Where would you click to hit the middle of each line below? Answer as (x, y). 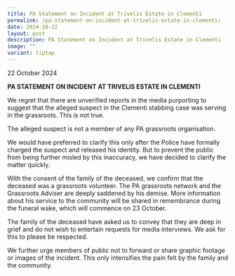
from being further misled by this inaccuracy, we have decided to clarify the (117, 157)
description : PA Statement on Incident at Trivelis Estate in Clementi (114, 40)
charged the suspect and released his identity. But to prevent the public (110, 150)
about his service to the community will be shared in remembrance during (114, 200)
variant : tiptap (31, 53)
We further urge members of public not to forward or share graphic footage (116, 250)
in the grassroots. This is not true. (56, 115)
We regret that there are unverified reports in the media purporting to (107, 100)
